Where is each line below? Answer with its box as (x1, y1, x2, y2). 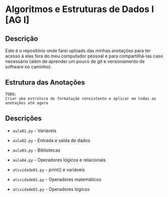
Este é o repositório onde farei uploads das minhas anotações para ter (5, 48, 151, 53)
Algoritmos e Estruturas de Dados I (5, 4, 154, 15)
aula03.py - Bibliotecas (12, 147, 60, 153)
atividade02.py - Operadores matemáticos (12, 176, 102, 182)
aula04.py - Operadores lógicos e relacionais (12, 157, 106, 163)
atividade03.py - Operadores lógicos (12, 186, 90, 192)
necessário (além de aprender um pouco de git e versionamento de (5, 58, 145, 64)
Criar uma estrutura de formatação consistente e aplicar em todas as (5, 96, 156, 101)
